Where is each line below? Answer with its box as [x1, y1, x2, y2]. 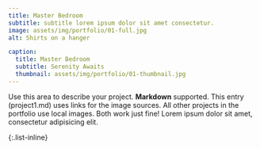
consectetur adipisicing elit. [8, 117, 99, 127]
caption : [8, 48, 37, 56]
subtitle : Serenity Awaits [15, 63, 105, 71]
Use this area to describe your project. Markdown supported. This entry [8, 92, 244, 101]
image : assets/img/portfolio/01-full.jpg [8, 26, 147, 34]
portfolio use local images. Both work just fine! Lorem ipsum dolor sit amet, [8, 109, 253, 118]
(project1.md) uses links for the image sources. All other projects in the [8, 100, 239, 109]
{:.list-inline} [8, 132, 48, 142]
